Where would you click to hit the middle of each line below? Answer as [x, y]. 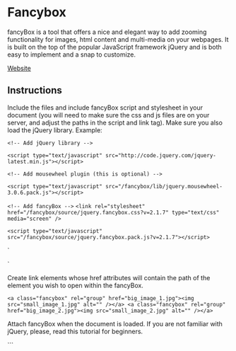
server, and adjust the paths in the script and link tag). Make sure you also [115, 122]
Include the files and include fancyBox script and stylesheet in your [105, 108]
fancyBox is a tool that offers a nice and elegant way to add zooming [107, 32]
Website [19, 68]
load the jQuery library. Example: [55, 130]
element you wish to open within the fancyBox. [75, 285]
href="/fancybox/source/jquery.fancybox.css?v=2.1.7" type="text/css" [113, 212]
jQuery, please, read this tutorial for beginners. [75, 331]
